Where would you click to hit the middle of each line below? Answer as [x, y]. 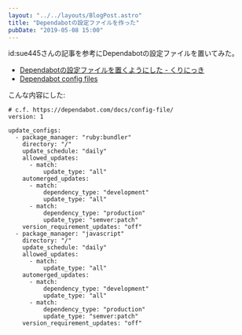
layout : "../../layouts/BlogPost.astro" [75, 15]
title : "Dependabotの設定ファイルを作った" [74, 23]
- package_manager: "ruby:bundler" [73, 138]
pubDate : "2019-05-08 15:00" [56, 30]
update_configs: [35, 131]
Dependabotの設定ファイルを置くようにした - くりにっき [112, 70]
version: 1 [26, 117]
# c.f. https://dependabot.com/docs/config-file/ [91, 110]
